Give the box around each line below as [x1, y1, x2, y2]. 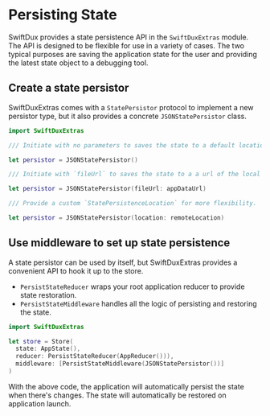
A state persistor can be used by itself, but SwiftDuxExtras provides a [8, 257, 238, 267]
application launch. [8, 398, 72, 408]
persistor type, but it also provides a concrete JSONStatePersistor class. [8, 111, 247, 121]
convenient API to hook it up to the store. [8, 266, 144, 275]
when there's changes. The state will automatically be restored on [8, 390, 227, 400]
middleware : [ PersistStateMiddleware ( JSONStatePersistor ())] [15, 360, 225, 368]
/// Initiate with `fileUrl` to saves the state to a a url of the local [8, 171, 261, 179]
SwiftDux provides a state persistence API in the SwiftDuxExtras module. [8, 32, 249, 42]
